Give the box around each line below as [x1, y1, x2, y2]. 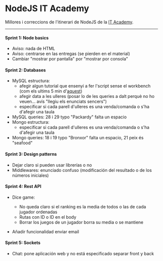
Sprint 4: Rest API [5, 184, 42, 189]
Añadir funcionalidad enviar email [12, 228, 79, 234]
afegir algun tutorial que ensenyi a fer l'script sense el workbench [19, 83, 151, 89]
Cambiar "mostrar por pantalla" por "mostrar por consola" [12, 56, 129, 62]
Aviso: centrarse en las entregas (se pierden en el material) [12, 51, 130, 56]
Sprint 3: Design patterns [5, 151, 57, 157]
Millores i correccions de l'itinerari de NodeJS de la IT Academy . [5, 19, 134, 25]
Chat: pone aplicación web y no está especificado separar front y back [12, 250, 154, 256]
